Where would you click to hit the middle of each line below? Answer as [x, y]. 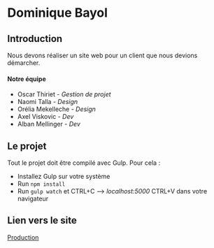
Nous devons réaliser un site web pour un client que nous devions [102, 55]
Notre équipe [27, 79]
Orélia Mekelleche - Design [57, 109]
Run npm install [41, 184]
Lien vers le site [42, 220]
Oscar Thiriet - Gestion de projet [64, 94]
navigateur [33, 199]
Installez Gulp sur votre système [64, 177]
